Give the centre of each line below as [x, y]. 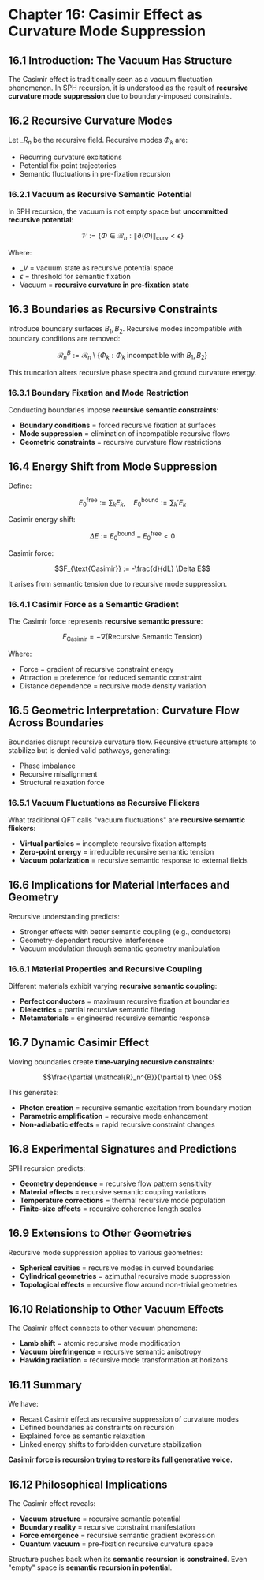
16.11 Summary [45, 1385]
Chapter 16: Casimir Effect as [105, 15]
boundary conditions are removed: [64, 339]
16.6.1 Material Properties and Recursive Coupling [105, 969]
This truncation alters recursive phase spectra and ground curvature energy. [132, 372]
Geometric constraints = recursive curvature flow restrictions [120, 442]
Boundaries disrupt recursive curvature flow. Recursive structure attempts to [132, 742]
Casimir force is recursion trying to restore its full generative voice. [121, 1459]
